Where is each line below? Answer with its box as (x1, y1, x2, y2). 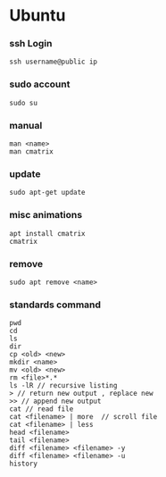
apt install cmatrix (9, 229, 87, 238)
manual (9, 119, 43, 131)
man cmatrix (9, 147, 54, 156)
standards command (9, 298, 101, 311)
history (9, 459, 38, 469)
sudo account (9, 78, 71, 90)
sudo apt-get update (9, 188, 87, 197)
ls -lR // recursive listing (9, 381, 118, 390)
